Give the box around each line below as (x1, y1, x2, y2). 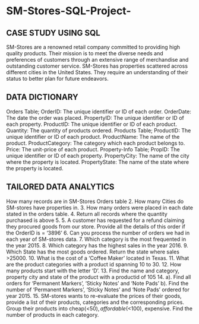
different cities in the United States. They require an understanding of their (6, 69, 188, 75)
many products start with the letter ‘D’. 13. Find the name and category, (6, 267, 179, 274)
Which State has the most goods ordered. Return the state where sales (6, 248, 180, 255)
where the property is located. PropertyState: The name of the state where (6, 158, 189, 166)
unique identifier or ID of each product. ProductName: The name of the (6, 133, 180, 140)
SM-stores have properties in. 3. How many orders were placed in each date (6, 204, 193, 211)
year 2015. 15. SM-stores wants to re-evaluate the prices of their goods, (6, 292, 182, 299)
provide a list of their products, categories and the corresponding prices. (6, 298, 184, 306)
